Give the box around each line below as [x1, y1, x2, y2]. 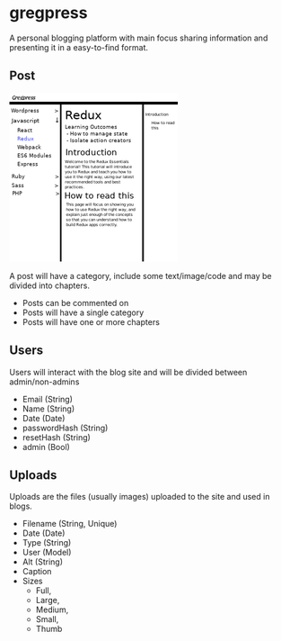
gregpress [9, 3, 88, 23]
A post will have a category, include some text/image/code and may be [9, 270, 272, 281]
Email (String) [22, 393, 74, 404]
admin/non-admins [9, 376, 80, 387]
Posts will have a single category [22, 307, 145, 318]
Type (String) [22, 537, 72, 548]
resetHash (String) [22, 431, 92, 443]
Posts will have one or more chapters [22, 316, 160, 327]
